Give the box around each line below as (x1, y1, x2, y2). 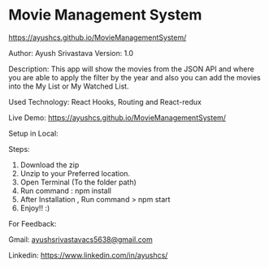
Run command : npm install (20, 185, 112, 196)
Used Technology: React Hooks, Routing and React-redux (8, 97, 202, 106)
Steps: (8, 144, 30, 153)
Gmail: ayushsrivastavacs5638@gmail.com (8, 234, 153, 244)
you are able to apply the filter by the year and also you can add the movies (8, 72, 262, 82)
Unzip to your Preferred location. (20, 168, 131, 178)
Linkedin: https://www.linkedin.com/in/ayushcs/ (8, 250, 168, 260)
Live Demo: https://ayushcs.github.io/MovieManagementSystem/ (8, 112, 226, 123)
